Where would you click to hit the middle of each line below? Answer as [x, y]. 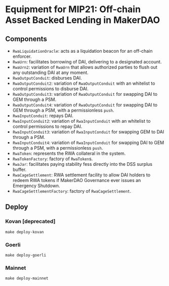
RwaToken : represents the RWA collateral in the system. [69, 153]
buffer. [19, 169]
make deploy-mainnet [27, 278]
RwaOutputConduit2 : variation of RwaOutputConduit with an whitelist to [84, 83]
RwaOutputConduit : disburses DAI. [47, 78]
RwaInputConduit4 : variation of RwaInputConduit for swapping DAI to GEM [88, 142]
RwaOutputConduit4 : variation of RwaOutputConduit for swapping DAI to [85, 105]
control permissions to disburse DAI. [50, 89]
